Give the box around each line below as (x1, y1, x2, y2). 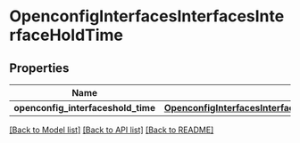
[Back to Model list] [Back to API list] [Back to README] (9, 124, 214, 135)
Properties (9, 60, 70, 75)
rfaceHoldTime (9, 25, 123, 45)
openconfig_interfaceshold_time (13, 102, 156, 114)
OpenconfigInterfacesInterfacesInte (9, 6, 285, 27)
